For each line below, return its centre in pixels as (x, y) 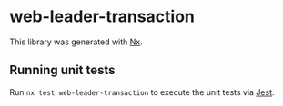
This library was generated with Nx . (76, 42)
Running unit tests (62, 70)
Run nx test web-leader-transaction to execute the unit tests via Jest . (142, 92)
